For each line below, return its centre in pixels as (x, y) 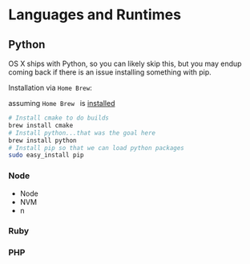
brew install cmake (41, 125)
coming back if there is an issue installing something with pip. (110, 72)
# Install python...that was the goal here (82, 133)
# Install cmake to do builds (59, 118)
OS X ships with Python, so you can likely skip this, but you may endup (125, 63)
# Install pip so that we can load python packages (96, 148)
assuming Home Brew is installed (62, 103)
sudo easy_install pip (46, 155)
